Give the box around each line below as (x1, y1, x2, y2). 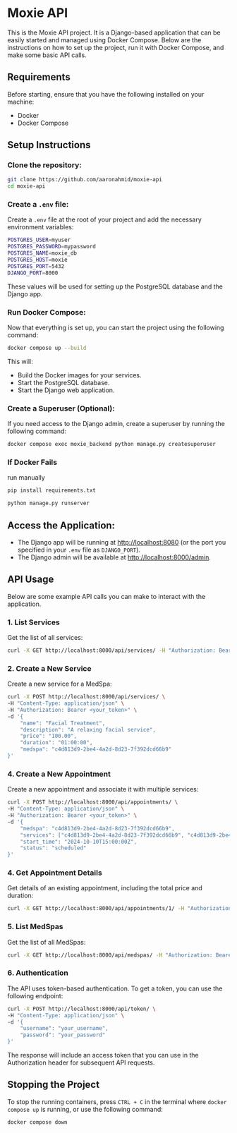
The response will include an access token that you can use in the (7, 1051, 199, 1060)
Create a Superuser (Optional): (7, 404, 115, 413)
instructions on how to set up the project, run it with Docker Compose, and (7, 43, 224, 51)
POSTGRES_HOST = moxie (7, 256, 68, 264)
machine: (7, 97, 35, 106)
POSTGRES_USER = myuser (7, 236, 71, 244)
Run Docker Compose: (7, 307, 86, 317)
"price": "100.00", (20, 732, 78, 740)
